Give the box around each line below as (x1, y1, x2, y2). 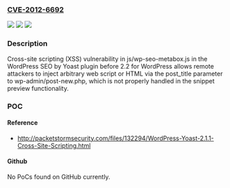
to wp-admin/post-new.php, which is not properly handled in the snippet (7, 76, 215, 85)
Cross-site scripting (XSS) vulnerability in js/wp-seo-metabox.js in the (7, 54, 208, 63)
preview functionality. (7, 84, 69, 92)
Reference (7, 119, 38, 127)
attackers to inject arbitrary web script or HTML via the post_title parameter (7, 69, 223, 78)
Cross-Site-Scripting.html (17, 141, 91, 150)
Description (7, 39, 48, 49)
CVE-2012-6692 (7, 5, 65, 15)
